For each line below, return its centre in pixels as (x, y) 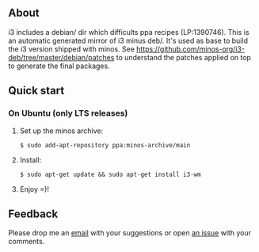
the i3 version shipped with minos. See (71, 49)
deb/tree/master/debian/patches (61, 57)
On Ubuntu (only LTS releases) (68, 113)
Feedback (33, 214)
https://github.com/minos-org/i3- (190, 49)
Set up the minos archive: (61, 131)
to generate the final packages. (59, 66)
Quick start (36, 91)
